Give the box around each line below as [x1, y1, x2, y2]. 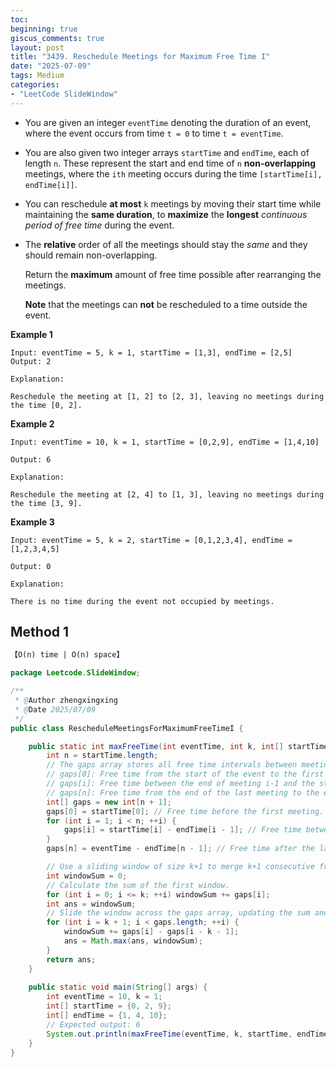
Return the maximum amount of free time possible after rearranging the [24, 268, 322, 280]
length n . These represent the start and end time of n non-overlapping [24, 157, 317, 169]
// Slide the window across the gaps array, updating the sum [46, 908, 311, 918]
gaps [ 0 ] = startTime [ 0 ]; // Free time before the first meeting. [46, 806, 325, 816]
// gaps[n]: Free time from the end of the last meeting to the [46, 787, 320, 798]
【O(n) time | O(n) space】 [10, 650, 125, 660]
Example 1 [10, 328, 53, 340]
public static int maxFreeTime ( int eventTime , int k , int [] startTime [28, 741, 329, 751]
